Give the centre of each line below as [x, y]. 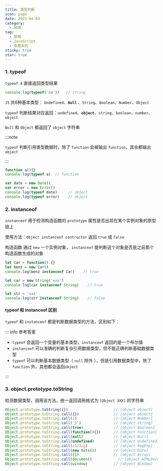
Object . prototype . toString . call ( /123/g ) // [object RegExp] [79, 446]
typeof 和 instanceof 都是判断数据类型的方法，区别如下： [63, 321]
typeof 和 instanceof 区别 [31, 310]
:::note [11, 137]
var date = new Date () [28, 183]
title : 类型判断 [20, 9]
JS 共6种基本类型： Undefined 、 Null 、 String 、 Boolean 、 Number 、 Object [77, 102]
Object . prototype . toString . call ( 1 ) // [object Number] [79, 419]
